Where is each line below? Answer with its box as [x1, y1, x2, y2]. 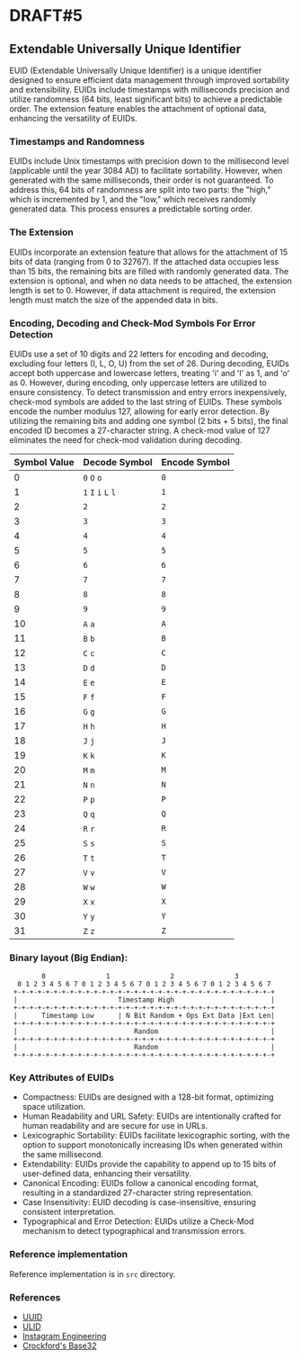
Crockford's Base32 [22, 1340, 97, 1351]
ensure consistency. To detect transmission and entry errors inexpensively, [9, 386, 288, 397]
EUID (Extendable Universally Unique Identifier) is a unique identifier [9, 65, 262, 76]
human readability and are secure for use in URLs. [22, 1120, 208, 1131]
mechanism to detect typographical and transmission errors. [22, 1226, 247, 1237]
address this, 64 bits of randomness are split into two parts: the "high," [9, 184, 271, 195]
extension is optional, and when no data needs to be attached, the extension [9, 275, 292, 286]
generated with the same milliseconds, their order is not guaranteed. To [9, 175, 274, 185]
